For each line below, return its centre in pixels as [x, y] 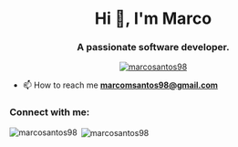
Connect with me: [50, 112]
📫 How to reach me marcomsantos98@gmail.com [120, 85]
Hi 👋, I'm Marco [153, 19]
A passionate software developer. [153, 47]
